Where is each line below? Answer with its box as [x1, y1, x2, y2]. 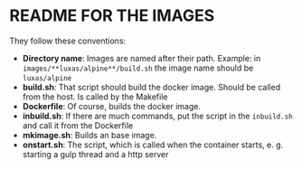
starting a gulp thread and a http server [22, 148, 169, 159]
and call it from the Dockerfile [22, 119, 134, 131]
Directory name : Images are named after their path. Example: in [22, 52, 261, 63]
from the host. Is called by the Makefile [22, 91, 168, 102]
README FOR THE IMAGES [9, 5, 215, 26]
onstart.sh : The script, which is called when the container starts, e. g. [22, 139, 284, 150]
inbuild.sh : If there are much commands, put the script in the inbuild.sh [22, 110, 294, 121]
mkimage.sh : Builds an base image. [22, 129, 157, 140]
